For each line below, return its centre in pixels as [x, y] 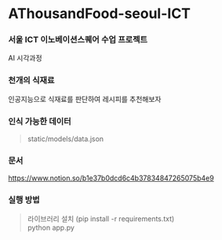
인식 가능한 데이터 [40, 121]
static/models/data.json [66, 139]
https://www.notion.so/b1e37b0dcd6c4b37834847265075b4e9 [111, 178]
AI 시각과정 [25, 58]
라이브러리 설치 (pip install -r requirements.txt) [101, 218]
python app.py [51, 227]
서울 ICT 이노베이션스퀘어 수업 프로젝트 [78, 40]
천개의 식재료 [31, 81]
